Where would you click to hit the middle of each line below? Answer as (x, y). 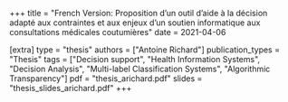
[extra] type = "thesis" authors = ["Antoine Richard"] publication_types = (145, 50)
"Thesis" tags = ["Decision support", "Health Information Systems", (135, 59)
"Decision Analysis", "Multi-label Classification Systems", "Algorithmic (140, 69)
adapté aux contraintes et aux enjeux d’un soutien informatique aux (135, 23)
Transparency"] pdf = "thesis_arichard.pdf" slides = (106, 79)
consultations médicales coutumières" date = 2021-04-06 (118, 32)
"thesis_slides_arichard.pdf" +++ (71, 88)
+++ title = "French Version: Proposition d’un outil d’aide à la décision (139, 13)
